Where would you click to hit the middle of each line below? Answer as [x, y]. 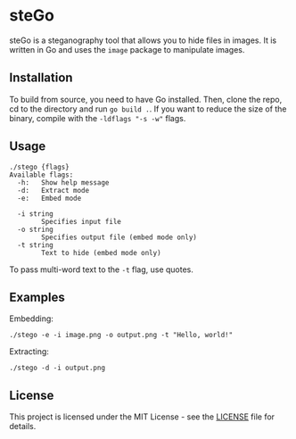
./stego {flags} [39, 167]
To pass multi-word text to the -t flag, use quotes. [102, 269]
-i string [35, 214]
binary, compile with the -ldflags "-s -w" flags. [98, 118]
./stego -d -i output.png [57, 368]
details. [23, 427]
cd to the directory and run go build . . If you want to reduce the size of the [148, 109]
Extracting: [29, 352]
